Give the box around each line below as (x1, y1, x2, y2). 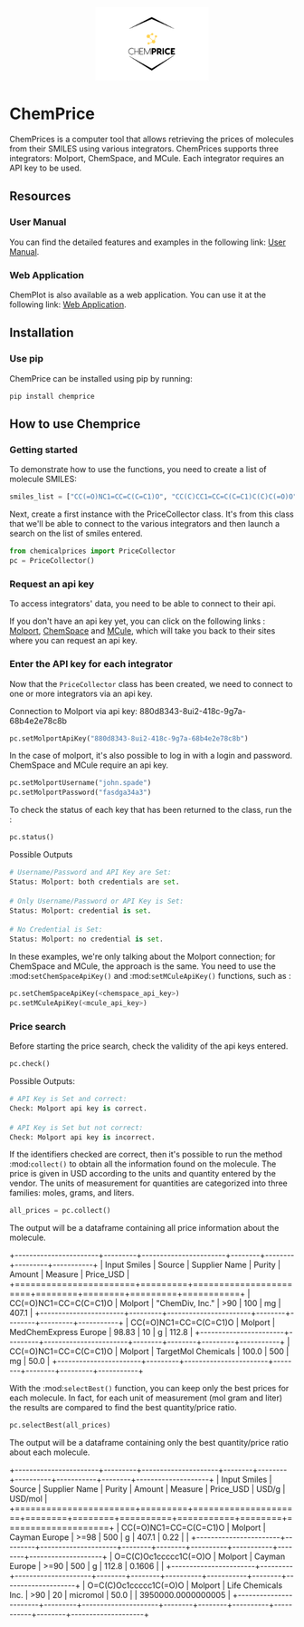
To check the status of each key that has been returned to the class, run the (9, 805, 292, 816)
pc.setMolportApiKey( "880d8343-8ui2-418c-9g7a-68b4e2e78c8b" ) (9, 733, 249, 743)
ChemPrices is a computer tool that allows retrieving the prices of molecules (9, 134, 294, 145)
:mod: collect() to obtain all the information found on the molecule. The (9, 1158, 277, 1169)
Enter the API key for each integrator (9, 658, 174, 671)
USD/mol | (9, 1494, 48, 1505)
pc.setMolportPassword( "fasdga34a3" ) (9, 788, 152, 798)
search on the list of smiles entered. (9, 528, 143, 539)
